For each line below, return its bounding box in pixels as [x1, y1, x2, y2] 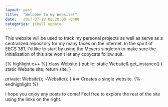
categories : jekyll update [5, 21, 62, 27]
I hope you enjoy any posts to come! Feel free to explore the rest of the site [5, 91, 160, 97]
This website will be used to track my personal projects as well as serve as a [5, 35, 163, 41]
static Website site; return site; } [5, 66, 71, 72]
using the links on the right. [5, 96, 62, 102]
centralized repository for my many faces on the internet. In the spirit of [5, 41, 153, 47]
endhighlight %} [5, 81, 39, 87]
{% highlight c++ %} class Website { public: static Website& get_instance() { [5, 61, 163, 67]
